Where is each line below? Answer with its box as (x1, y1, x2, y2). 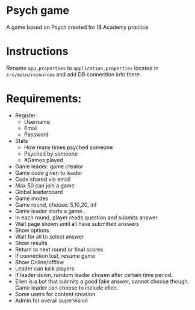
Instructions (6, 44, 69, 58)
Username (23, 118, 50, 125)
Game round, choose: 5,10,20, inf (14, 201, 97, 208)
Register (14, 112, 36, 119)
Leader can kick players (14, 265, 75, 272)
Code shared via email (14, 175, 71, 183)
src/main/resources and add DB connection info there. (6, 70, 141, 78)
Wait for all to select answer (14, 232, 84, 240)
